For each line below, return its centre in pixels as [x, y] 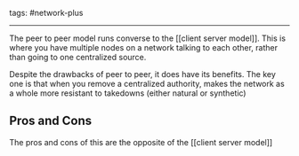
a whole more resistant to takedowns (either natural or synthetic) [128, 93]
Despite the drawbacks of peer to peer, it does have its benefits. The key [142, 74]
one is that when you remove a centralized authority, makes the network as [147, 84]
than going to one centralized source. [78, 57]
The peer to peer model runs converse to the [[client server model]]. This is [148, 38]
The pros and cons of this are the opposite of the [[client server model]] [141, 142]
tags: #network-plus [46, 13]
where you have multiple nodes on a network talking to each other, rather [144, 47]
